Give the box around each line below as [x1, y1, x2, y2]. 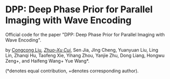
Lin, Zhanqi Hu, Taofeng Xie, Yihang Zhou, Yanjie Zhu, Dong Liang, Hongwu [5, 52, 165, 58]
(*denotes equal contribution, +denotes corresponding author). [5, 68, 139, 74]
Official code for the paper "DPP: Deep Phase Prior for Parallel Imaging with [5, 31, 165, 37]
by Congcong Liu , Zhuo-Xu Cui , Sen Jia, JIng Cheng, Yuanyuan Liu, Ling [5, 47, 159, 53]
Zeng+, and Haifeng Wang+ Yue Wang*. [5, 57, 90, 64]
